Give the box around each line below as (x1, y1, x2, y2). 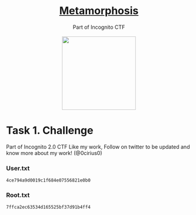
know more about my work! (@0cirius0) (6, 149, 102, 156)
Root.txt (6, 191, 30, 199)
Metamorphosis (59, 4, 139, 18)
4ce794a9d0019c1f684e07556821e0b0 (6, 177, 91, 183)
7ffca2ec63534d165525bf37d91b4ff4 (6, 204, 91, 210)
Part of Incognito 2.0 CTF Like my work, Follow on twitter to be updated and (6, 143, 190, 150)
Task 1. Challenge (6, 124, 94, 137)
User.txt (6, 164, 30, 172)
